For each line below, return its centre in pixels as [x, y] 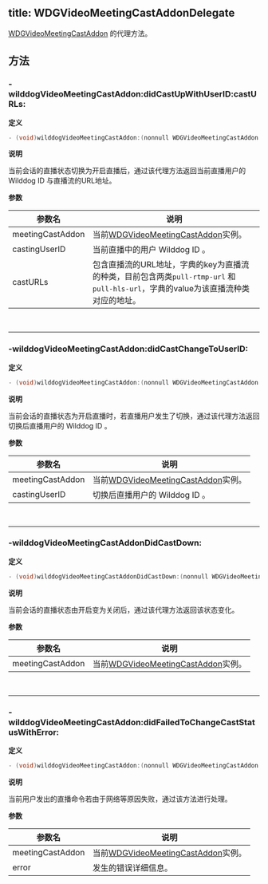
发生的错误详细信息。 [133, 867]
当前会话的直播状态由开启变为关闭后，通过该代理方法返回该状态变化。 [124, 610]
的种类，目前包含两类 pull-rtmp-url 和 [164, 277]
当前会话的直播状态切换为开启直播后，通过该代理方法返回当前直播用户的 [127, 171]
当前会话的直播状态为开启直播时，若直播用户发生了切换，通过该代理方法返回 [134, 416]
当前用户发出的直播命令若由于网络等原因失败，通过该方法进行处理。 [120, 799]
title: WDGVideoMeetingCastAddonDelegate [122, 13]
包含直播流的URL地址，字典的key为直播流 [171, 265]
